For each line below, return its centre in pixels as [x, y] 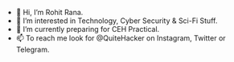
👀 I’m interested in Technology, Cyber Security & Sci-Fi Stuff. [117, 21]
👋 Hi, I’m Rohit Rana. [49, 12]
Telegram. [33, 49]
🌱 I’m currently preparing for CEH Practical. [88, 29]
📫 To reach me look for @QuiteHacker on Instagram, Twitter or [121, 38]
